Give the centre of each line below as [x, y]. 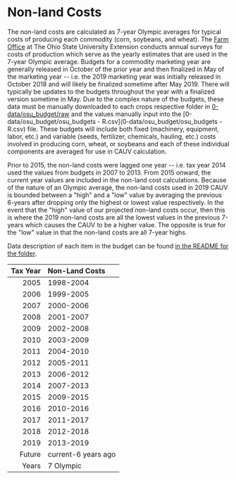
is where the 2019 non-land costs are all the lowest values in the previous [114, 217]
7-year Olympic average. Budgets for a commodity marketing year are [109, 61]
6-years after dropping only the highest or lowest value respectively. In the [116, 202]
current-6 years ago [82, 454]
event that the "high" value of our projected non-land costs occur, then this [116, 210]
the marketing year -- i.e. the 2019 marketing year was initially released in [114, 76]
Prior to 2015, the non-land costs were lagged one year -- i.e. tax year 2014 [117, 165]
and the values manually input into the [126, 114]
